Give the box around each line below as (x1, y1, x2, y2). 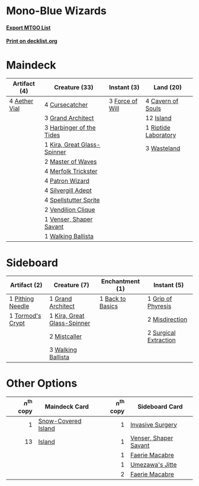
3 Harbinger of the (44, 124, 96, 132)
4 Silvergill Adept (44, 186, 92, 195)
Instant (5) (153, 281, 184, 289)
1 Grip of (147, 294, 172, 303)
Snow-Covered (38, 417, 82, 425)
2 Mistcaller (49, 332, 82, 341)
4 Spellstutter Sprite (44, 196, 100, 205)
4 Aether (9, 97, 34, 105)
